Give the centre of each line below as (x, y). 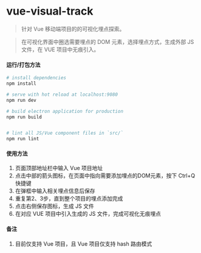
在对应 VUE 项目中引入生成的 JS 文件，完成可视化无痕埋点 (88, 214)
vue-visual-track (50, 11)
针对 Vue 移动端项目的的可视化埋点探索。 (73, 29)
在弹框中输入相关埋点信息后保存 (55, 191)
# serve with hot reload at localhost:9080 (62, 94)
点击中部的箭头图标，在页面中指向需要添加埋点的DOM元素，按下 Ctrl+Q (105, 176)
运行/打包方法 (23, 65)
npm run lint (23, 139)
